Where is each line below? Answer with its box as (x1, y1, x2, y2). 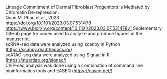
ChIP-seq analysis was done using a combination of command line (5, 62, 143, 68)
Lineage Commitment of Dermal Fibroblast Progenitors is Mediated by (5, 4, 150, 10)
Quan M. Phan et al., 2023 (5, 15, 59, 20)
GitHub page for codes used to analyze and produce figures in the (5, 31, 142, 36)
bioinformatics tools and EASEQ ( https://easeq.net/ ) (5, 68, 113, 74)
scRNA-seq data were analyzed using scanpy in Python (5, 41, 121, 47)
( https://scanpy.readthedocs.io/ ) (5, 47, 73, 52)
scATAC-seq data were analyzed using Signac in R (5, 52, 110, 58)
